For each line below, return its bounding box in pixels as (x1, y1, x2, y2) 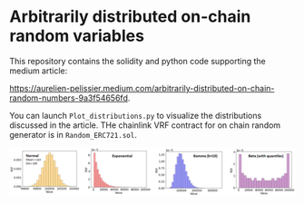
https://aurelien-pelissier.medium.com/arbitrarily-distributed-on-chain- (9, 83, 275, 93)
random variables (9, 25, 145, 46)
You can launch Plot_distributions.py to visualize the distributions (9, 110, 262, 121)
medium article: (9, 65, 68, 76)
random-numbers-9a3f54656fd (9, 92, 129, 103)
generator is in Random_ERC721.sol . (9, 129, 138, 140)
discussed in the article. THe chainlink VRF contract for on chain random (9, 120, 281, 131)
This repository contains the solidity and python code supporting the (9, 55, 266, 66)
